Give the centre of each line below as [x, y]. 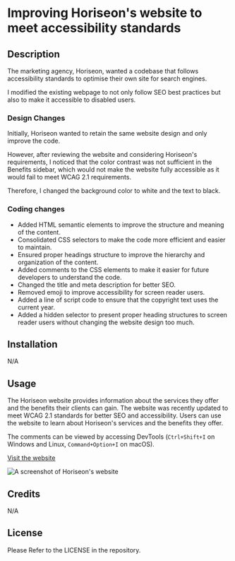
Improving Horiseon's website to [105, 13]
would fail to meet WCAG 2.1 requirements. [70, 177]
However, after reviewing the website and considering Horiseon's [102, 155]
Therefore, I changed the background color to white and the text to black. [114, 191]
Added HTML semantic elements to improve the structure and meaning [121, 225]
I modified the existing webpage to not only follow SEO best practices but [114, 92]
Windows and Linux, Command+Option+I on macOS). [81, 444]
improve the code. [34, 141]
